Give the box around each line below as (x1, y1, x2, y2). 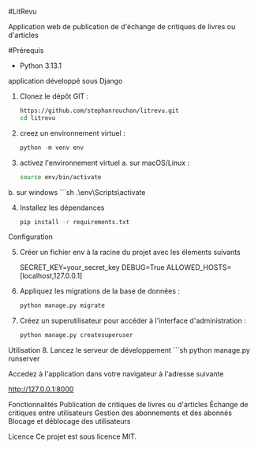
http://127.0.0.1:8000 (8, 384, 74, 394)
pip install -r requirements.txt (19, 218, 130, 226)
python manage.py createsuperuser (19, 331, 133, 339)
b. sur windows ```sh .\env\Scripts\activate (8, 187, 146, 196)
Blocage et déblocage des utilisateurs (8, 417, 131, 426)
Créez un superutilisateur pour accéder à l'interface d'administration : (19, 316, 247, 326)
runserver (8, 354, 40, 364)
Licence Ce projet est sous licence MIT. (8, 432, 137, 441)
